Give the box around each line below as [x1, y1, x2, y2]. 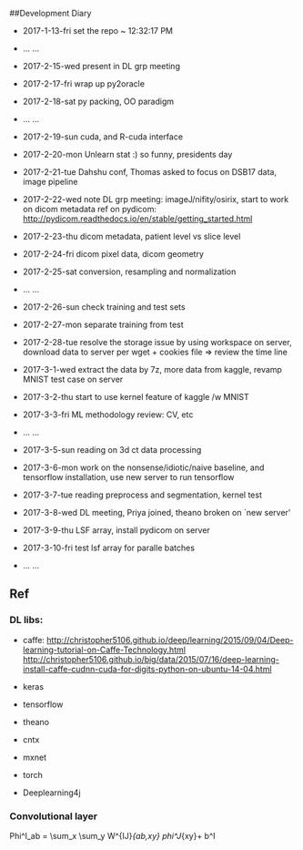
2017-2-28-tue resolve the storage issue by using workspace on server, [22, 337, 293, 347]
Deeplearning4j [22, 787, 81, 798]
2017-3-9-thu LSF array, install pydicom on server [22, 525, 211, 536]
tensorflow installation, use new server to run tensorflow [22, 472, 235, 482]
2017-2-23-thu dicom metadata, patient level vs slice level [22, 231, 241, 241]
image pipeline [22, 177, 78, 187]
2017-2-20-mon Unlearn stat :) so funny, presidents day [22, 149, 233, 159]
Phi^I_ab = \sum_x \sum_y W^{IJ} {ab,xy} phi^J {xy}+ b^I [9, 830, 216, 841]
